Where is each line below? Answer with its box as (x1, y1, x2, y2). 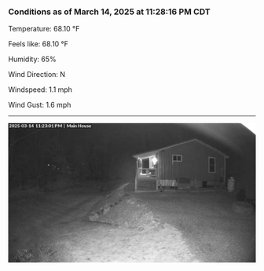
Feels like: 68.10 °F (8, 39, 68, 49)
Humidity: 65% (8, 54, 57, 64)
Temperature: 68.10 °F (8, 24, 80, 34)
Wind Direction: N (8, 70, 65, 79)
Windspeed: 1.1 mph (8, 85, 73, 94)
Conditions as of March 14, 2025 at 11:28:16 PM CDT (8, 6, 211, 17)
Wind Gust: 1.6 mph (8, 101, 71, 110)
